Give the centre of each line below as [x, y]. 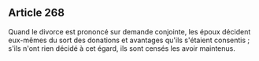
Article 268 [37, 13]
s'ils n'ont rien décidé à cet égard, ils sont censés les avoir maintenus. [122, 48]
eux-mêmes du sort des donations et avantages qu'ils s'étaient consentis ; [129, 40]
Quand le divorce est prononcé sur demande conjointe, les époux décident [129, 31]
